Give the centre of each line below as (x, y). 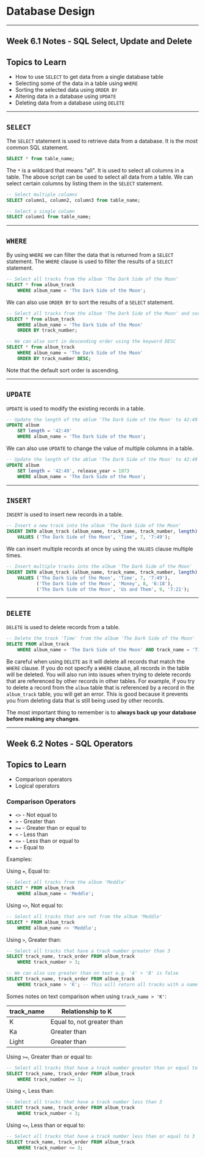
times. (14, 555)
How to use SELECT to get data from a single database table (89, 77)
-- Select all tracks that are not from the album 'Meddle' (85, 916)
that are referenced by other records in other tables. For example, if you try (101, 681)
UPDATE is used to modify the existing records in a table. (76, 408)
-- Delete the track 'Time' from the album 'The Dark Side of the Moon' (101, 638)
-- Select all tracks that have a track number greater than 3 (88, 951)
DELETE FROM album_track (38, 644)
